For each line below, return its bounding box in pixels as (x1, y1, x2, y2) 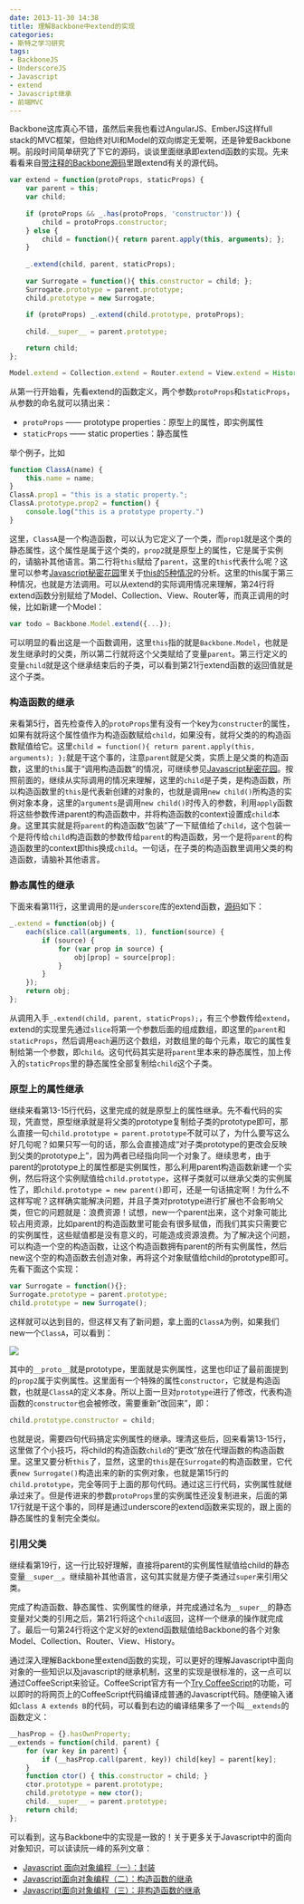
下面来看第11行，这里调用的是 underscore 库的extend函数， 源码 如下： (9, 901, 265, 912)
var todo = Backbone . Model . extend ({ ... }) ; (9, 619, 172, 628)
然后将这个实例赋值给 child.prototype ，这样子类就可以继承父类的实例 (24, 1173, 285, 1184)
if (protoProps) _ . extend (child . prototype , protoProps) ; (25, 310, 245, 320)
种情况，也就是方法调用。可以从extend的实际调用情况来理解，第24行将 (9, 578, 275, 589)
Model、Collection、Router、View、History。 (9, 1636, 180, 1647)
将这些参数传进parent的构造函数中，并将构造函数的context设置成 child (9, 808, 272, 819)
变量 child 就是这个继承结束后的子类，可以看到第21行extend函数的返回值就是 (9, 659, 294, 671)
